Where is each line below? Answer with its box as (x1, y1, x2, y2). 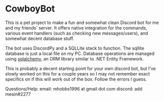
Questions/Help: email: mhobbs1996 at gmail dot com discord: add (5, 85, 142, 91)
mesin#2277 (5, 91, 31, 97)
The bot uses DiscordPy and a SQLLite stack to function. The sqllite (5, 45, 144, 51)
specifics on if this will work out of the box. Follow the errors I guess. (5, 76, 147, 82)
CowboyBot (5, 3, 55, 14)
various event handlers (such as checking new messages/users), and (5, 30, 148, 36)
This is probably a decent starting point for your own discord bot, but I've (5, 65, 156, 71)
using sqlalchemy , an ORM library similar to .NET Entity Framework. (5, 55, 144, 61)
